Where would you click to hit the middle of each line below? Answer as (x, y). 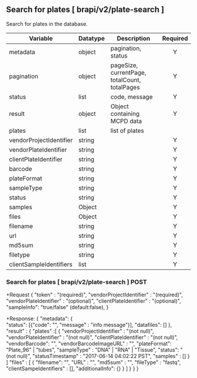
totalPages (125, 87)
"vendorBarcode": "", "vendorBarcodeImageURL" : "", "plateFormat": (89, 344)
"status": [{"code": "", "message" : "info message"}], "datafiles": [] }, (89, 325)
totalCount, (126, 80)
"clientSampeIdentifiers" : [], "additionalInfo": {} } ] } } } (72, 369)
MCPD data (126, 121)
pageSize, (124, 65)
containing (125, 113)
